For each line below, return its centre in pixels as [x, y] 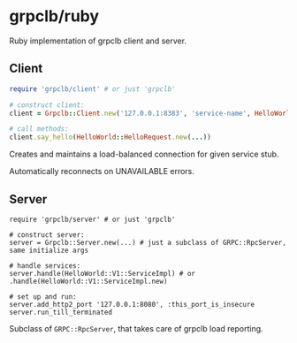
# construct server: [47, 235]
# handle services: [45, 266]
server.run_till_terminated [61, 312]
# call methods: [39, 129]
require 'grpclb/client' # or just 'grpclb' [92, 89]
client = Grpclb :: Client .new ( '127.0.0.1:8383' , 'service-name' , [130, 113]
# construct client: [47, 105]
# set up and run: [43, 297]
